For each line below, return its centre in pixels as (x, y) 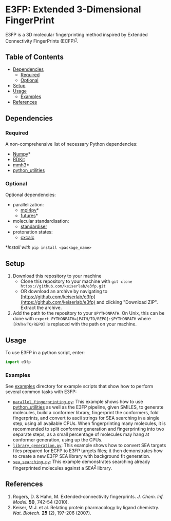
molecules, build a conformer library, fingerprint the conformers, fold (85, 413)
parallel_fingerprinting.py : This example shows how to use (78, 402)
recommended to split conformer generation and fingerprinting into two (88, 429)
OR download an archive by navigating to (64, 292)
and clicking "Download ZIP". (127, 302)
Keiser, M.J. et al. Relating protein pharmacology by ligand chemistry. (86, 507)
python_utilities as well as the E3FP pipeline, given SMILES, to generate (88, 407)
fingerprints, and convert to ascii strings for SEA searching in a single (86, 418)
